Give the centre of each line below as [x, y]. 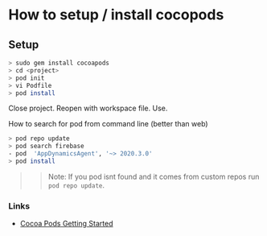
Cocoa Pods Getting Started [67, 224]
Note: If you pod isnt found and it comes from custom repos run [154, 176]
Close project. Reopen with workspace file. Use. [88, 108]
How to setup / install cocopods [116, 15]
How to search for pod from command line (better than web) [108, 124]
